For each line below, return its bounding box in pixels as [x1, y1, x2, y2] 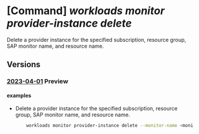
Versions [7, 60, 41, 70]
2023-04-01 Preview [7, 77, 69, 86]
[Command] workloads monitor [7, 4, 165, 18]
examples [7, 91, 31, 99]
